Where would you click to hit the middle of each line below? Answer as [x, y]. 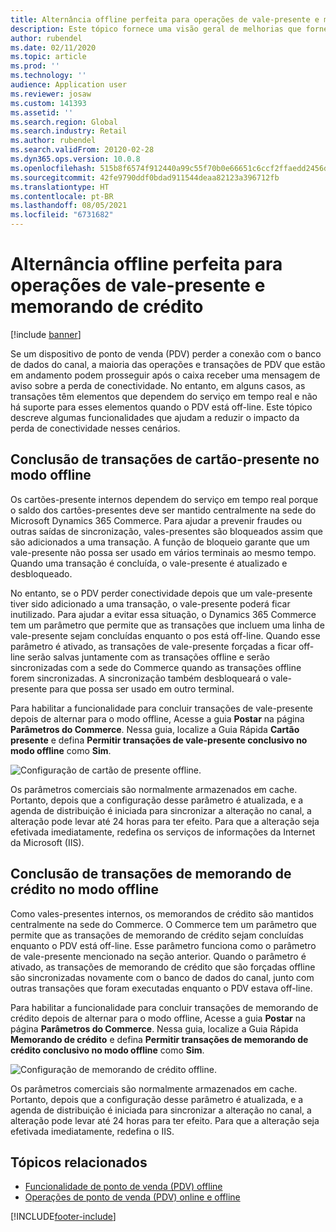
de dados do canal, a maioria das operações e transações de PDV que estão [168, 364]
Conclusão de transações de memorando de [151, 874]
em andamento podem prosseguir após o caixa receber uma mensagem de [165, 375]
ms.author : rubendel [53, 141]
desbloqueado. [41, 573]
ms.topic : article [48, 57]
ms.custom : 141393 [48, 103]
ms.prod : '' [35, 66]
